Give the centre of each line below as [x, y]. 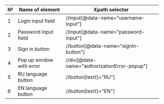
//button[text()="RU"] [90, 77]
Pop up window [36, 60]
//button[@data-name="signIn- [102, 46]
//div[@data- [81, 60]
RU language [32, 74]
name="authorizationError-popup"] [107, 66]
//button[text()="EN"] [90, 91]
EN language [32, 88]
